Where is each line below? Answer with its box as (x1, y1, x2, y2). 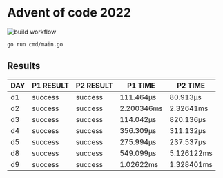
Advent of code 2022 (7, 5, 131, 21)
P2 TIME (177, 81, 206, 90)
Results (7, 60, 41, 72)
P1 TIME (126, 81, 155, 90)
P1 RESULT (32, 81, 69, 90)
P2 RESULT (75, 81, 113, 90)
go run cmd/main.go (7, 41, 64, 48)
